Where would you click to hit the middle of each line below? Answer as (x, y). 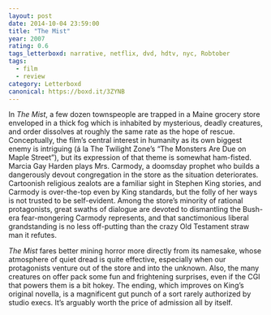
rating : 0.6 (28, 46)
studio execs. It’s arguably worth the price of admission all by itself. (120, 303)
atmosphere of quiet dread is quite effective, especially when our (117, 260)
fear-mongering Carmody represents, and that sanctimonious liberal (135, 218)
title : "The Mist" (39, 31)
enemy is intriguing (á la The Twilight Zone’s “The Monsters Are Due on (127, 149)
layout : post (30, 16)
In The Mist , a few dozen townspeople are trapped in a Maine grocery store (134, 114)
